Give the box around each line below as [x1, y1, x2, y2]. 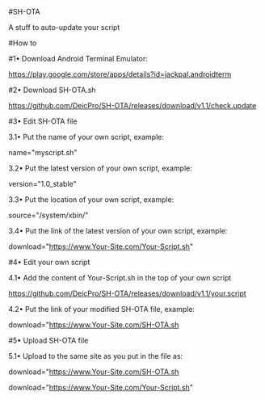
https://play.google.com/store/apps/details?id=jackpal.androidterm [8, 69, 232, 79]
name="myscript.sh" [8, 148, 78, 157]
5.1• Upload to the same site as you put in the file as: [8, 352, 183, 360]
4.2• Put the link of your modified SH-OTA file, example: [8, 305, 196, 314]
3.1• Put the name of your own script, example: [8, 133, 164, 141]
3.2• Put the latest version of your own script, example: [8, 163, 192, 173]
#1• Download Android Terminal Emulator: [8, 54, 148, 63]
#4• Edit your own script [8, 258, 90, 267]
